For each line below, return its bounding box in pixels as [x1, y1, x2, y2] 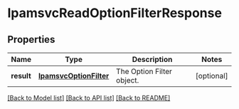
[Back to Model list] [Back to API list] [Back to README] [7, 94, 171, 102]
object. [116, 76, 139, 85]
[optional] [195, 71, 228, 81]
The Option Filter [116, 66, 173, 76]
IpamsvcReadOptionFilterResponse [7, 5, 223, 21]
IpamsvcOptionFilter [38, 71, 110, 81]
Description [132, 55, 173, 64]
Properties [7, 33, 55, 46]
